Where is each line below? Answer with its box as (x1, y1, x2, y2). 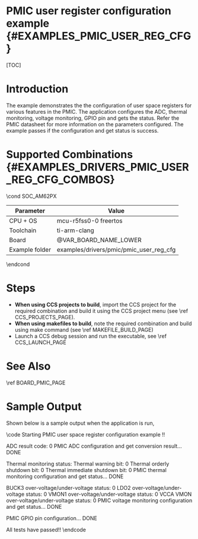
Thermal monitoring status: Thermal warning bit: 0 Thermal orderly (6, 460, 170, 467)
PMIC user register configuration (6, 4, 172, 18)
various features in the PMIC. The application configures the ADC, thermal (6, 108, 188, 115)
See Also (6, 360, 51, 373)
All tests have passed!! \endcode (6, 526, 87, 533)
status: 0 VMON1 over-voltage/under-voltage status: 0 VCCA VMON (25, 490, 192, 498)
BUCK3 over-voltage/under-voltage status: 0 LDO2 (6, 484, 132, 491)
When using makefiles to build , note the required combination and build (14, 320, 192, 327)
